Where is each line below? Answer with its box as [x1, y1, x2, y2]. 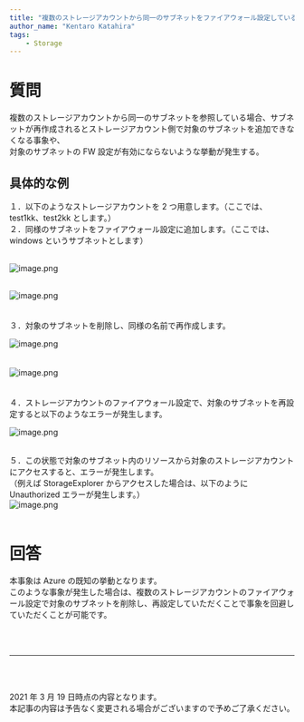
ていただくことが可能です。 [9, 609, 112, 620]
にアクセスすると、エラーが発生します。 [9, 466, 159, 477]
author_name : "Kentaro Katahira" [9, 22, 136, 31]
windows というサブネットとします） [9, 235, 148, 246]
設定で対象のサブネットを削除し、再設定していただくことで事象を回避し [24, 598, 295, 609]
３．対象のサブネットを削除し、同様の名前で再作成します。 [9, 320, 231, 331]
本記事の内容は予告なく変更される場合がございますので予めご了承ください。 [9, 702, 295, 713]
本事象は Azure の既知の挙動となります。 [9, 575, 162, 586]
